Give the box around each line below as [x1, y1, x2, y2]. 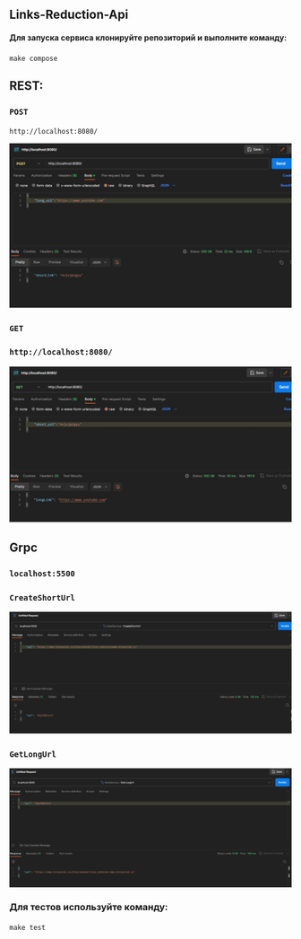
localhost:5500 [9, 568, 76, 578]
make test [9, 923, 47, 932]
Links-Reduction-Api [9, 7, 129, 22]
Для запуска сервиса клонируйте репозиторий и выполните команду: [9, 31, 288, 43]
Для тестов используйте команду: [9, 901, 168, 914]
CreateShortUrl [9, 592, 76, 602]
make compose [9, 54, 58, 63]
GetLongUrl [9, 750, 56, 759]
